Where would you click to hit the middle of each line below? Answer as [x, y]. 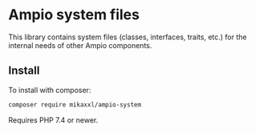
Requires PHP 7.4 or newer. [53, 120]
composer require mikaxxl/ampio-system [75, 105]
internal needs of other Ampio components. [80, 45]
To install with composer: [50, 90]
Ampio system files [74, 15]
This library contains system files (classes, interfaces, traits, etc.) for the [127, 37]
